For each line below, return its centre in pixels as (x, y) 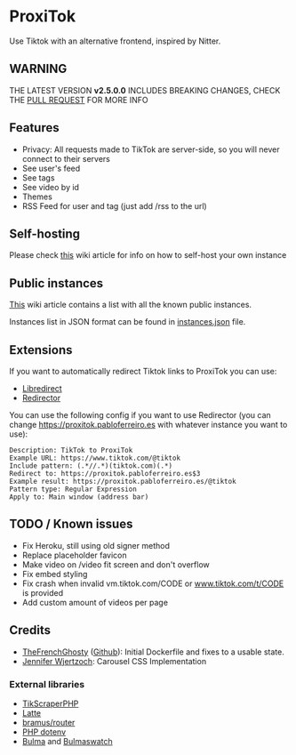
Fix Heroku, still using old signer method (96, 545)
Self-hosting (45, 233)
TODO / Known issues (71, 524)
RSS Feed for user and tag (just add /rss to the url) (114, 205)
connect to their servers (66, 158)
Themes (37, 197)
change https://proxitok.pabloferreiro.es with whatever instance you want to (148, 425)
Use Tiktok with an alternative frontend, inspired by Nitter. (115, 41)
